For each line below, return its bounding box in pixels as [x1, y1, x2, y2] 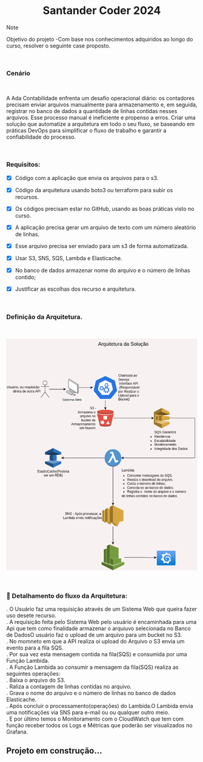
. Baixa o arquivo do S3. [6, 676, 65, 684]
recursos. [15, 193, 39, 201]
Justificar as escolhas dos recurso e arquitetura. [15, 285, 136, 293]
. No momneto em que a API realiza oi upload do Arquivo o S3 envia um [6, 637, 185, 645]
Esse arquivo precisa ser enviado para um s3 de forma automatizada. [15, 242, 189, 249]
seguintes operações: [6, 670, 61, 677]
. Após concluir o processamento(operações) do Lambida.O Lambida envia [6, 702, 193, 709]
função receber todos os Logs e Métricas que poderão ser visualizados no [6, 721, 193, 729]
